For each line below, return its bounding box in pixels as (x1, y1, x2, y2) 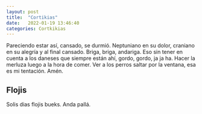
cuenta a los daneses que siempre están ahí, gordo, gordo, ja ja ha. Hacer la (6, 55, 195, 62)
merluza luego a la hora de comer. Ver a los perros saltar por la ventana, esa (6, 61, 196, 68)
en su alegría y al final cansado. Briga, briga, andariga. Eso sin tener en (6, 49, 183, 56)
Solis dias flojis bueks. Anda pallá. (6, 101, 91, 108)
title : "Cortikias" (6, 14, 58, 20)
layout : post (6, 8, 39, 15)
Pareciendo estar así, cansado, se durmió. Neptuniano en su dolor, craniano (6, 42, 195, 49)
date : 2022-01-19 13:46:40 (6, 20, 80, 26)
